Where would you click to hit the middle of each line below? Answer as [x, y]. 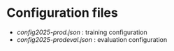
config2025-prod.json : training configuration [82, 32]
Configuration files [62, 13]
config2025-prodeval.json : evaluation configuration [92, 39]
